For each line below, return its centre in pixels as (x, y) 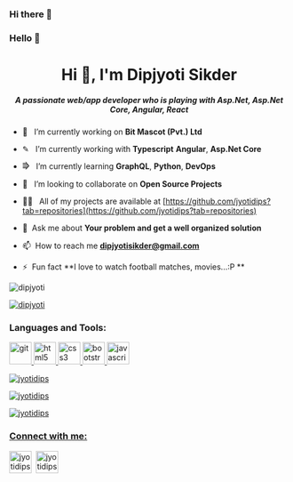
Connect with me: (48, 437)
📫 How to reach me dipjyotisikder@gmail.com (111, 245)
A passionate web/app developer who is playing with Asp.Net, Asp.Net (149, 100)
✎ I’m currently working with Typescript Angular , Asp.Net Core (142, 149)
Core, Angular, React (149, 109)
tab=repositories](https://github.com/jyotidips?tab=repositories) (139, 211)
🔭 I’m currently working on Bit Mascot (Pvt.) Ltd (112, 132)
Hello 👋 (25, 37)
